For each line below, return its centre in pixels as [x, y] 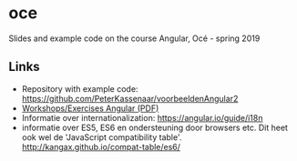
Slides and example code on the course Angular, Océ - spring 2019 [134, 38]
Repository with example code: [80, 88]
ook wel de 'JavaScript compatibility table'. [102, 137]
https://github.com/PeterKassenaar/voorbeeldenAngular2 [130, 98]
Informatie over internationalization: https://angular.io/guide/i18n [142, 117]
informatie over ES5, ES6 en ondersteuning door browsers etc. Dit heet [155, 127]
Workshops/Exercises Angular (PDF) [90, 108]
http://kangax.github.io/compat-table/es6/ [101, 146]
